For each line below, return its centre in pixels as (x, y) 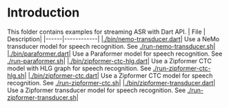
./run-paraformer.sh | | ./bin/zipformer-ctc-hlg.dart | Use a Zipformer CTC (109, 61)
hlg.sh (16, 75)
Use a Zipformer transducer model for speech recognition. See (97, 90)
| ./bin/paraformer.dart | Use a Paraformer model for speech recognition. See (115, 54)
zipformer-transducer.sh (42, 97)
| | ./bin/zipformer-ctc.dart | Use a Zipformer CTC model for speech (118, 75)
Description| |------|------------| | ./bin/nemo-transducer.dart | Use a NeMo (113, 39)
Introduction (43, 13)
